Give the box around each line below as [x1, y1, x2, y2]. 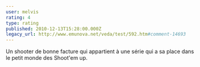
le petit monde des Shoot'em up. [5, 54, 88, 62]
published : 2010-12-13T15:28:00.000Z [5, 25, 102, 32]
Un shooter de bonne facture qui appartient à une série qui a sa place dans [5, 48, 195, 55]
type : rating [5, 20, 39, 26]
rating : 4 [5, 14, 31, 21]
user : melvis [5, 8, 39, 15]
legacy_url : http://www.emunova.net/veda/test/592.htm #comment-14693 [5, 31, 187, 37]
